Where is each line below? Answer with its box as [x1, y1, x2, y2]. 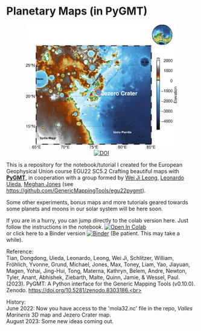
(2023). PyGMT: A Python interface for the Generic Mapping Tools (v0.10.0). [6, 280, 196, 287]
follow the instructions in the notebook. [6, 223, 104, 230]
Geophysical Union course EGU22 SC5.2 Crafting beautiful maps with [6, 167, 180, 175]
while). [6, 236, 23, 243]
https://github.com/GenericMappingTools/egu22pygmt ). [6, 187, 146, 194]
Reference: [6, 247, 34, 255]
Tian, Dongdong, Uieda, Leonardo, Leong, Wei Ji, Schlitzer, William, [6, 254, 174, 261]
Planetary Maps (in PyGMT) [6, 4, 148, 18]
